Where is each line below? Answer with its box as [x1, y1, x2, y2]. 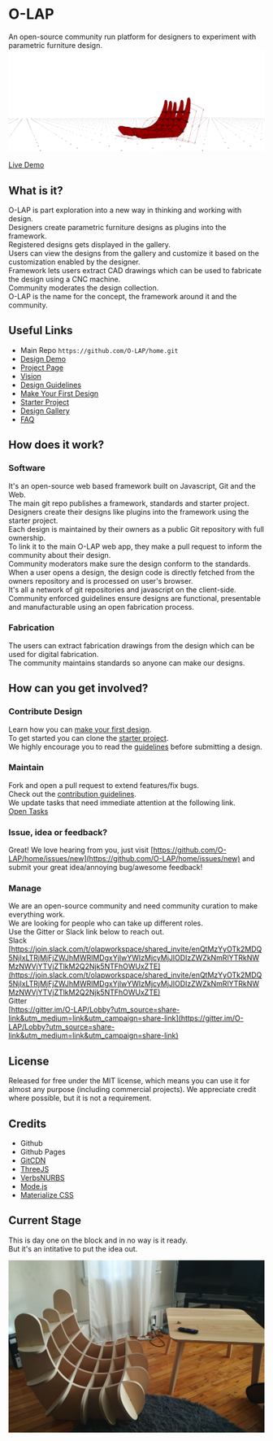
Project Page [19, 363, 63, 372]
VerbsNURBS [19, 1173, 65, 1183]
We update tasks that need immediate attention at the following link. [8, 798, 236, 808]
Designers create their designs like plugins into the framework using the [8, 507, 249, 516]
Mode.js [19, 1182, 48, 1191]
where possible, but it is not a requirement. [8, 1093, 152, 1103]
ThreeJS [19, 1165, 50, 1174]
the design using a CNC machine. [8, 274, 121, 285]
